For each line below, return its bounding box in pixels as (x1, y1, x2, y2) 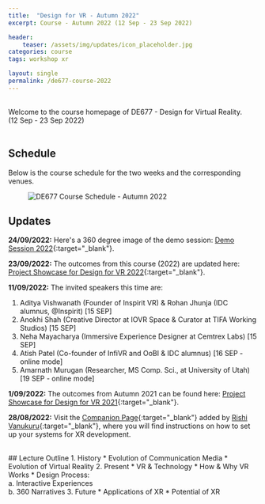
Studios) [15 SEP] (19, 324, 77, 333)
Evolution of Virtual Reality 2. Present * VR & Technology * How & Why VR (8, 462, 249, 472)
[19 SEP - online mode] (19, 373, 95, 384)
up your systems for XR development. (8, 430, 131, 439)
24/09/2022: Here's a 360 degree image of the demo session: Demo (8, 235, 235, 245)
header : (8, 33, 34, 41)
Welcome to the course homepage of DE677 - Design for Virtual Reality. (8, 107, 243, 116)
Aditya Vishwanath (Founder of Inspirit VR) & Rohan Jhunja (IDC (19, 298, 229, 308)
